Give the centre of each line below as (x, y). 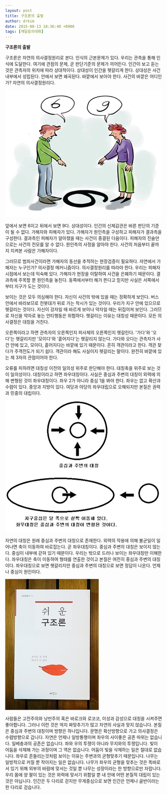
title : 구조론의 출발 (24, 16)
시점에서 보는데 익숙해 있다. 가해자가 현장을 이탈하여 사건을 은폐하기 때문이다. (80, 274)
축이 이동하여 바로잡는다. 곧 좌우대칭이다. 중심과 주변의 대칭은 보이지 (85, 547)
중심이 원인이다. (26, 572)
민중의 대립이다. (26, 393)
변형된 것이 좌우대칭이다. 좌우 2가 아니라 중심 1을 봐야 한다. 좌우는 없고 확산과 (85, 380)
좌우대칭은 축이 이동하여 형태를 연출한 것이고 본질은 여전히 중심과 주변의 (82, 559)
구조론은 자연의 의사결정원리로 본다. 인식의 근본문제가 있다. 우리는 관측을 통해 (80, 58)
